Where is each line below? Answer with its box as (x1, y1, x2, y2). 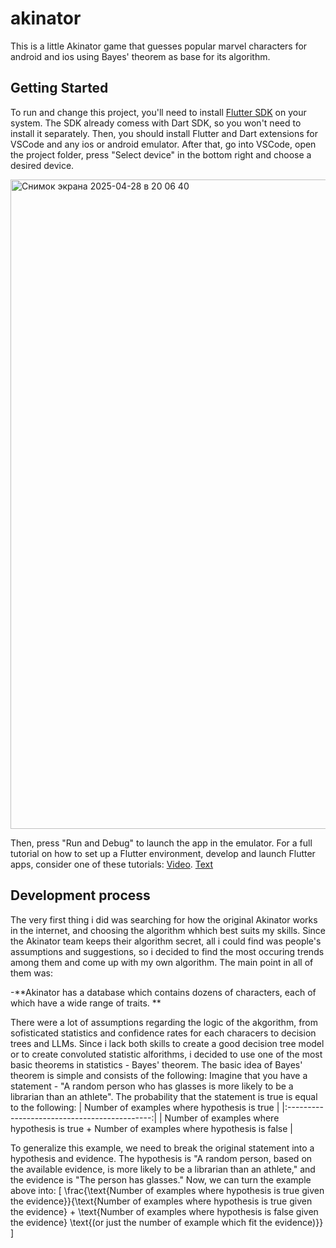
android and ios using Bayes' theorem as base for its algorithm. (10, 50, 271, 62)
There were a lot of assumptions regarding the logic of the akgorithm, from (10, 1016, 319, 1028)
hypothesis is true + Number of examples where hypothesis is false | (10, 1122, 293, 1134)
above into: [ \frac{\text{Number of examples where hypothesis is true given (10, 1184, 325, 1196)
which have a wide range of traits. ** (10, 997, 162, 1009)
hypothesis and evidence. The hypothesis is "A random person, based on (10, 1152, 313, 1164)
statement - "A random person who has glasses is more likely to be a (10, 1080, 294, 1092)
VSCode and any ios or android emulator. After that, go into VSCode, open (10, 138, 317, 150)
